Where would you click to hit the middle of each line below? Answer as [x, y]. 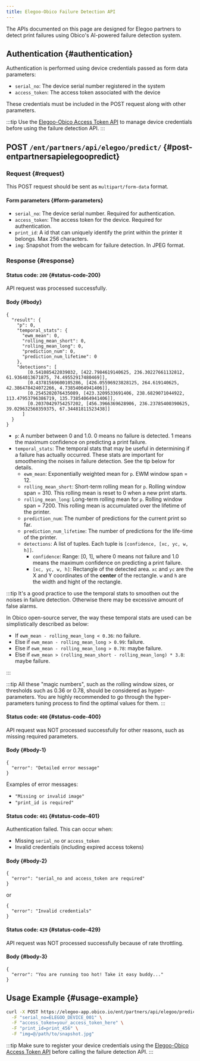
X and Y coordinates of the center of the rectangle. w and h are [110, 575]
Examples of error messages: [42, 784]
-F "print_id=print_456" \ [45, 1029]
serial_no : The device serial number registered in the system [90, 86]
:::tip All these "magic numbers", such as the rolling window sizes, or [90, 684]
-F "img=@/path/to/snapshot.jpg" [53, 1034]
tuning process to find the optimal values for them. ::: [100, 703]
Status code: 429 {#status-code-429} [54, 929]
